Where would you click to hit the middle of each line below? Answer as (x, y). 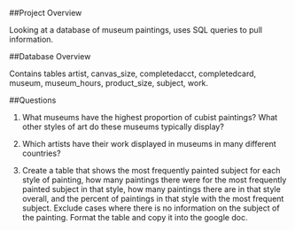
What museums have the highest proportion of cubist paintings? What (150, 117)
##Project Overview (46, 13)
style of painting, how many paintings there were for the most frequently (154, 180)
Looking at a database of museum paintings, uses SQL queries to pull (136, 30)
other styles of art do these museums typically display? (123, 127)
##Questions (33, 100)
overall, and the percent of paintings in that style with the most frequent (153, 199)
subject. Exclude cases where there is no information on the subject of (151, 208)
